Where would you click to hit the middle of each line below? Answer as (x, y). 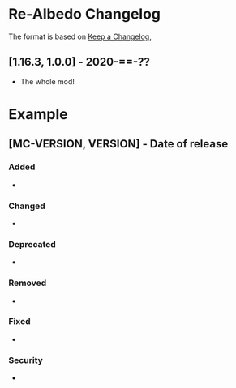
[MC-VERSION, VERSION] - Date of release (118, 144)
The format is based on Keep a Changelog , (80, 36)
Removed (28, 283)
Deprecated (32, 244)
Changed (27, 206)
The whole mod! (47, 81)
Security (26, 360)
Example (38, 114)
